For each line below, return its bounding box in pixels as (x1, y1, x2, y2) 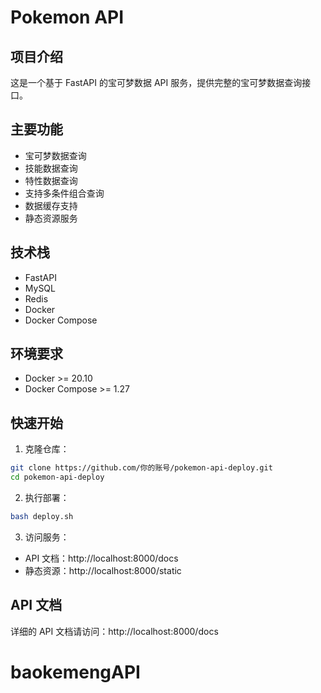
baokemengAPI (10, 661, 141, 683)
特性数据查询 (24, 174, 78, 186)
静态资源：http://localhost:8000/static (24, 564, 182, 576)
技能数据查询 (24, 162, 78, 174)
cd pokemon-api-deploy (10, 472, 105, 483)
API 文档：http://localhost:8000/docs (24, 552, 179, 564)
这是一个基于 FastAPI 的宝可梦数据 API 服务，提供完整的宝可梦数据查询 (10, 77, 303, 88)
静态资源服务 (24, 212, 78, 224)
